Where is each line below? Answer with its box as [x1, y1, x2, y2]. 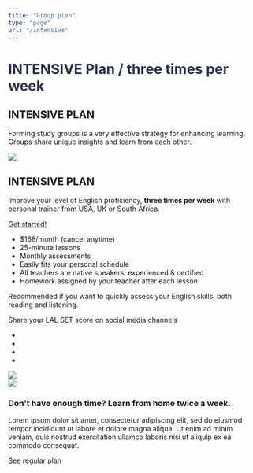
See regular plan [8, 456, 61, 465]
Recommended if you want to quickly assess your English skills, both [8, 292, 233, 301]
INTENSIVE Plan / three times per [8, 60, 229, 78]
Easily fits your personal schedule [19, 260, 130, 269]
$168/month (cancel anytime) [19, 235, 116, 244]
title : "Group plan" [8, 11, 76, 20]
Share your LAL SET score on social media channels [8, 316, 178, 325]
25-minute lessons [19, 243, 81, 253]
